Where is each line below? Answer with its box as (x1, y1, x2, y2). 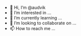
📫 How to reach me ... (9, 26, 55, 31)
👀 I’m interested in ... (9, 10, 52, 16)
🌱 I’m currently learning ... (9, 15, 62, 20)
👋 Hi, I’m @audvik (9, 5, 46, 10)
